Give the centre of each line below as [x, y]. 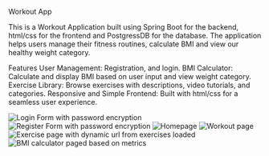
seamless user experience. [53, 102]
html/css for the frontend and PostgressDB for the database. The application [135, 36]
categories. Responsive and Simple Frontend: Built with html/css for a [123, 94]
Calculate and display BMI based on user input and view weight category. [130, 76]
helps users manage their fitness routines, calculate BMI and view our [124, 44]
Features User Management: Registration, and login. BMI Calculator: [121, 68]
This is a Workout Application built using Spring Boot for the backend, [124, 27]
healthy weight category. [49, 52]
